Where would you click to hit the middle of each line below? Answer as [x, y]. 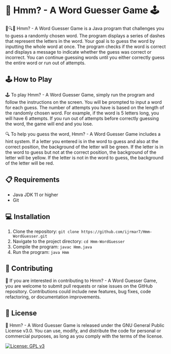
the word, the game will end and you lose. [49, 124]
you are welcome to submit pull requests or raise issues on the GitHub [79, 286]
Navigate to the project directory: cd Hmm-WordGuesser [69, 242]
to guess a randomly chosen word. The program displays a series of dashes [85, 36]
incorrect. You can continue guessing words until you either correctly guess [85, 57]
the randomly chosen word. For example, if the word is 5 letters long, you [82, 113]
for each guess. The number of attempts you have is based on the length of [85, 107]
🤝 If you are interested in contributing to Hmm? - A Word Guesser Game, [81, 281]
